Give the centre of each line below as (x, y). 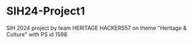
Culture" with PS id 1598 (37, 34)
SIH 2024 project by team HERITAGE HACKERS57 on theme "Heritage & (97, 28)
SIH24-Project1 (46, 11)
